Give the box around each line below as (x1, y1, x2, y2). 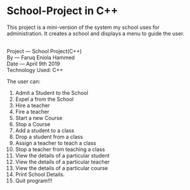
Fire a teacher (15, 108, 50, 115)
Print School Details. (15, 171, 65, 178)
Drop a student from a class (15, 133, 83, 140)
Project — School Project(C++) (6, 47, 82, 54)
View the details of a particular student (15, 152, 110, 159)
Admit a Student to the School (15, 89, 89, 96)
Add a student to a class (15, 127, 74, 134)
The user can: (6, 78, 41, 85)
